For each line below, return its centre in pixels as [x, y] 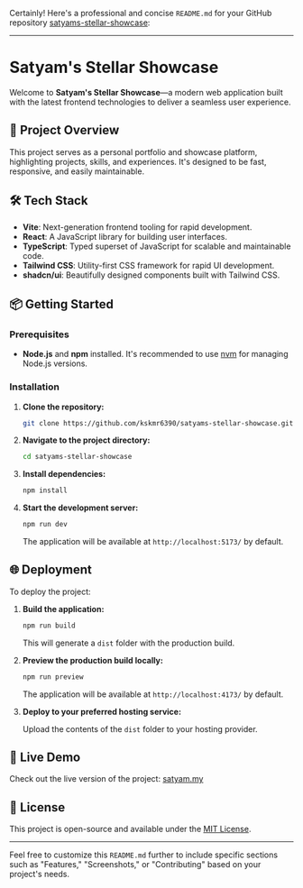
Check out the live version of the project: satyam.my [106, 779]
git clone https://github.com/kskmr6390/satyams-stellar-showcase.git [158, 423]
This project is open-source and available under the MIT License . [130, 829]
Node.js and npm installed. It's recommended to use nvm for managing [155, 354]
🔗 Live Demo [45, 757]
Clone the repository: [63, 407]
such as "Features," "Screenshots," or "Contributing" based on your [135, 865]
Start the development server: [80, 508]
